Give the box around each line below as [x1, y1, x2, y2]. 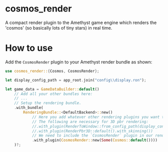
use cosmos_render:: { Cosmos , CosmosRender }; [5, 68, 99, 73]
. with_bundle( [14, 105, 43, 110]
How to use [5, 42, 53, 54]
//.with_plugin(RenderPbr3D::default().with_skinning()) [31, 128, 153, 133]
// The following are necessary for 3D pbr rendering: [31, 119, 149, 124]
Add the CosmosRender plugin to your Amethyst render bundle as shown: [5, 58, 152, 65]
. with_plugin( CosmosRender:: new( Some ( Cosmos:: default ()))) [31, 138, 157, 143]
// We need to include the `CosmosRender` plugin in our [31, 133, 153, 138]
